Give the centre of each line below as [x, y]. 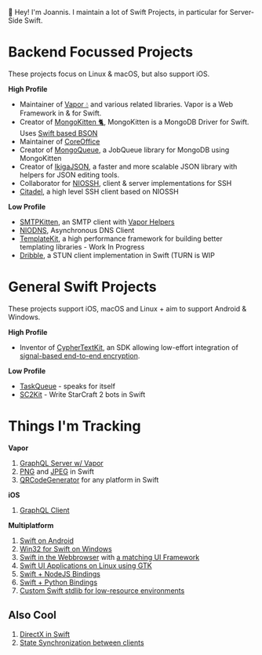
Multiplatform [31, 525]
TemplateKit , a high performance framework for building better [121, 238]
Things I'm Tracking [75, 426]
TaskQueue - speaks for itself [67, 386]
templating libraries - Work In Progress [82, 246]
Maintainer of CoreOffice [60, 141]
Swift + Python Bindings [58, 582]
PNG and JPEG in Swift [56, 471]
